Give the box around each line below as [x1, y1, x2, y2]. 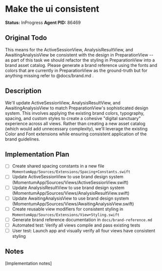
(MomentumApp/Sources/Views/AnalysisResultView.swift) [12, 190, 130, 196]
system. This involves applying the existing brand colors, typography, [5, 110, 145, 116]
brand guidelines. [5, 136, 40, 142]
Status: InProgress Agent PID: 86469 [5, 20, 81, 25]
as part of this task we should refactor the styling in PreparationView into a [5, 57, 155, 63]
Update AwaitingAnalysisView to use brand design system [12, 195, 129, 201]
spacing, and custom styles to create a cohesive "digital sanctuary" [5, 115, 141, 121]
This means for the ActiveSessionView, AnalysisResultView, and [5, 46, 133, 52]
